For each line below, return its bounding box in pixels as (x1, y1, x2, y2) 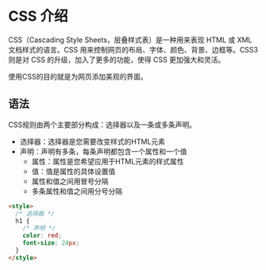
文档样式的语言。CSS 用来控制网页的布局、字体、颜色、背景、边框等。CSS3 (8, 44, 258, 54)
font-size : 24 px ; (22, 239, 80, 247)
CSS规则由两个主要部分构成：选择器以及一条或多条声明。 (8, 120, 197, 129)
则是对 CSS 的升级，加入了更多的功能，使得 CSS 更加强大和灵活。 (8, 55, 226, 64)
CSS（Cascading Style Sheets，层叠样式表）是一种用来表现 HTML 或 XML (8, 35, 253, 44)
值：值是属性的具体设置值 (31, 166, 116, 175)
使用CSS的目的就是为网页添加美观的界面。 (8, 71, 148, 81)
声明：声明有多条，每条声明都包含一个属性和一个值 (19, 146, 187, 156)
